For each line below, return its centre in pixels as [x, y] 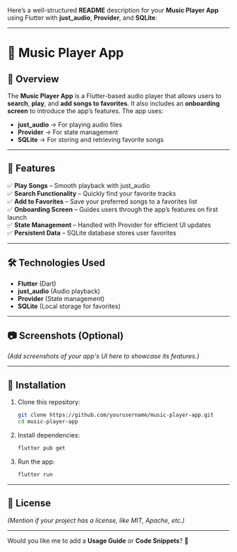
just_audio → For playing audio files [70, 124]
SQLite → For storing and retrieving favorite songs [91, 140]
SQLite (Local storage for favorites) [69, 306]
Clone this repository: [49, 402]
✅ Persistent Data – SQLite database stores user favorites [92, 233]
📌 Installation [37, 385]
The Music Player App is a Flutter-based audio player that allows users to [115, 96]
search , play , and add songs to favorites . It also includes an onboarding [114, 103]
